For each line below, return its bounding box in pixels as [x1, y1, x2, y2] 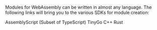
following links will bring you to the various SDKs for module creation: [5, 9, 149, 15]
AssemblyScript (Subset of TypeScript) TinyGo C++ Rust [5, 19, 123, 25]
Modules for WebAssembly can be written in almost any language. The [5, 4, 152, 10]
